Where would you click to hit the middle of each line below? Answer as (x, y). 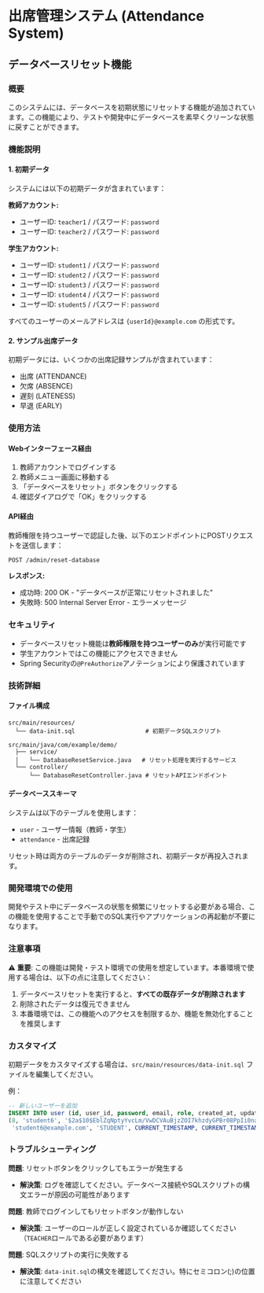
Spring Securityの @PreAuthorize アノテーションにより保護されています (132, 663)
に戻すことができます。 (46, 127)
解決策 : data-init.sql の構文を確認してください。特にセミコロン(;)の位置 (137, 1271)
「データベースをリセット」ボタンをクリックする (99, 487)
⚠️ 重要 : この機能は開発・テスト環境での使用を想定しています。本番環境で (128, 967)
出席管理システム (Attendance (106, 16)
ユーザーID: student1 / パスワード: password (89, 265)
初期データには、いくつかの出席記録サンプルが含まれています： (111, 359)
